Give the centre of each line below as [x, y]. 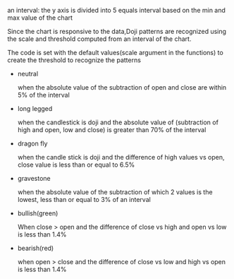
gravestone [34, 178]
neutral [28, 74]
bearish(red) [36, 248]
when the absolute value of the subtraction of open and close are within [122, 87]
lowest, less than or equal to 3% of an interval [84, 200]
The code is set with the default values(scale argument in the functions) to [115, 53]
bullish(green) [38, 213]
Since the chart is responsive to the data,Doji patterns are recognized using [117, 31]
